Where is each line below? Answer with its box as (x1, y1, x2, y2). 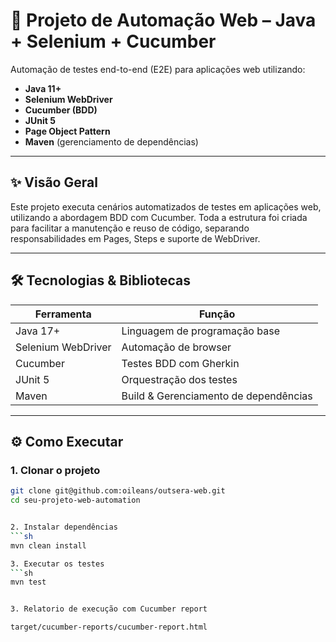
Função (198, 307, 236, 321)
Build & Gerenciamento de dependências (121, 389, 313, 403)
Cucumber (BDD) (24, 104, 98, 116)
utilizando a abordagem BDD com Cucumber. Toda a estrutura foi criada (10, 211, 308, 223)
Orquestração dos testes (121, 372, 238, 386)
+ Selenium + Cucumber (10, 30, 217, 53)
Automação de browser (121, 340, 232, 354)
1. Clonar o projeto (10, 463, 101, 477)
